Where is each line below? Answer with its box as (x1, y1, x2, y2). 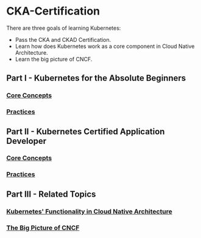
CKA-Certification (6, 4, 100, 18)
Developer (6, 135, 47, 146)
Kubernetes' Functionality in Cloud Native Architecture (6, 207, 172, 216)
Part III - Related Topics (6, 189, 96, 199)
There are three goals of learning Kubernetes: (6, 24, 121, 32)
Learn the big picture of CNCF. (15, 55, 93, 63)
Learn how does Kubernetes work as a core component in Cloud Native (15, 42, 195, 50)
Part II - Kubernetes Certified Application (6, 126, 165, 137)
